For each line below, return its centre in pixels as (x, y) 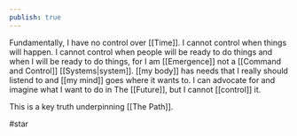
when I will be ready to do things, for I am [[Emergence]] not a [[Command (145, 61)
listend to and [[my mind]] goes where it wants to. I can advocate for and (142, 79)
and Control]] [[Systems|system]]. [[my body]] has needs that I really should (148, 71)
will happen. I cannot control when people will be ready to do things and (141, 52)
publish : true (35, 17)
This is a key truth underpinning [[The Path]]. (91, 106)
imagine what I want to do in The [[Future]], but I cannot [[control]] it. (135, 89)
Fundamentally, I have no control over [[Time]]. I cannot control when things (148, 42)
